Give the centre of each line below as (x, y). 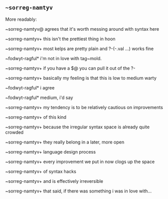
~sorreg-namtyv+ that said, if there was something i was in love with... (78, 191)
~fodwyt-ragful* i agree (30, 87)
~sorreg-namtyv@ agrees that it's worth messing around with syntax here (82, 29)
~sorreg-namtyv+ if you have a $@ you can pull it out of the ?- (70, 68)
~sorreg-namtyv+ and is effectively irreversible (54, 181)
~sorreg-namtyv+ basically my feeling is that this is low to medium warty (81, 78)
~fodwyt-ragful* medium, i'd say (39, 97)
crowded (14, 132)
